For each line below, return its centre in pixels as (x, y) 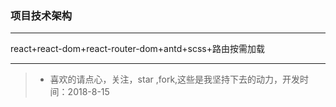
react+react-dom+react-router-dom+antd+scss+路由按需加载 (137, 49)
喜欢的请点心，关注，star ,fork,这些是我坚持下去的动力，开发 (175, 79)
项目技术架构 (41, 15)
